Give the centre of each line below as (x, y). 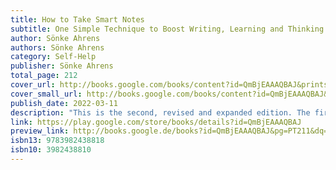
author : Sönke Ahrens (55, 38)
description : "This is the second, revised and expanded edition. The (160, 112)
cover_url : (33, 85)
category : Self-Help (53, 57)
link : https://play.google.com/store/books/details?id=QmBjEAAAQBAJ (156, 122)
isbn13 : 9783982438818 (57, 141)
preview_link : (40, 131)
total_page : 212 (44, 76)
